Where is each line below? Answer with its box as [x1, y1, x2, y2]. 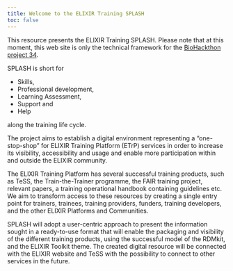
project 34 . [7, 50, 39, 59]
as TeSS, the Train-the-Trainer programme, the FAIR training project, [7, 176, 203, 185]
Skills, [17, 77, 35, 85]
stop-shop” [7, 141, 40, 149]
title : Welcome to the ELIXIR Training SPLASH [7, 10, 145, 17]
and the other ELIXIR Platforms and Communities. [7, 206, 149, 215]
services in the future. [7, 256, 70, 265]
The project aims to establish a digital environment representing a [7, 133, 195, 142]
